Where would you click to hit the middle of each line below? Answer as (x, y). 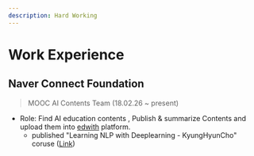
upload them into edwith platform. (75, 127)
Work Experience (66, 54)
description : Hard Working (53, 15)
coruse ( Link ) (53, 143)
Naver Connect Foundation (76, 84)
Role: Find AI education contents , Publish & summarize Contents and (133, 118)
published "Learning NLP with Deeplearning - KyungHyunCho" (134, 135)
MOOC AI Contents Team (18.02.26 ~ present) (103, 103)
